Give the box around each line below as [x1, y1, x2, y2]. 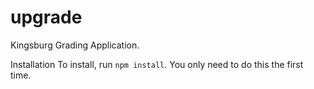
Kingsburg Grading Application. [10, 39, 140, 51]
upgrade [10, 6, 83, 29]
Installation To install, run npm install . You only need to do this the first [10, 58, 304, 70]
